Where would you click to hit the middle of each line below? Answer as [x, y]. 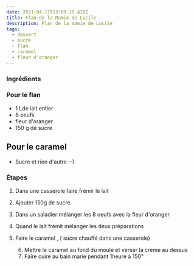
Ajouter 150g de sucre [43, 203]
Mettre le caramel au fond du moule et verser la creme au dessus [106, 250]
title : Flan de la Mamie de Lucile [51, 18]
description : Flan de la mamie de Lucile [60, 23]
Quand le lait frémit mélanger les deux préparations [79, 226]
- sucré [22, 40]
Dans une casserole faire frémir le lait [62, 190]
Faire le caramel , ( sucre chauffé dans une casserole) [82, 238]
